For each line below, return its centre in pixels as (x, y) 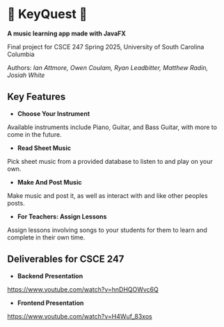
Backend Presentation (50, 276)
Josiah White (26, 75)
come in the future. (34, 134)
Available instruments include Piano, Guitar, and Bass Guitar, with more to (112, 127)
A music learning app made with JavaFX (67, 33)
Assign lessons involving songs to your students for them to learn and (107, 230)
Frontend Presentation (50, 303)
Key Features (37, 97)
